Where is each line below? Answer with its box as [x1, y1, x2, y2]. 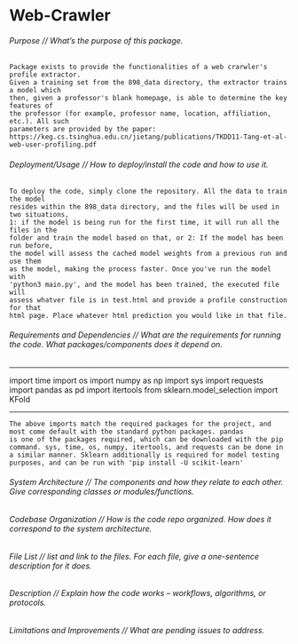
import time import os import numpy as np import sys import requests [9, 375, 264, 386]
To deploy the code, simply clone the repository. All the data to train [9, 187, 288, 195]
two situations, [9, 210, 69, 219]
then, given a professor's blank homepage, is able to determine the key [9, 94, 288, 103]
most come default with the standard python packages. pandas [9, 427, 244, 436]
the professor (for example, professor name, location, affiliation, [9, 109, 272, 118]
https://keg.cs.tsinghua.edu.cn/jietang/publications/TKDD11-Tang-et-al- [9, 132, 288, 142]
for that [9, 303, 42, 312]
